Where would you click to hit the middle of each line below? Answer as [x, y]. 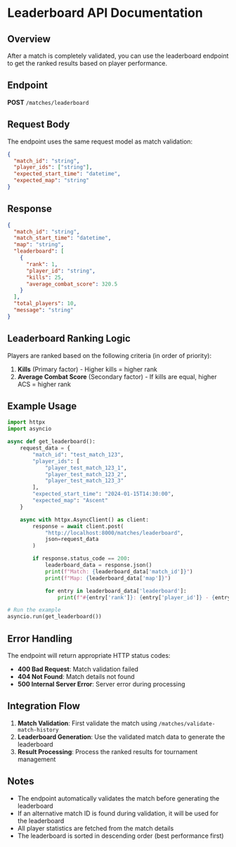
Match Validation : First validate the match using [87, 723]
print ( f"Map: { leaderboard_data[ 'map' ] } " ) [108, 578]
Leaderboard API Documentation [105, 13]
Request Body [39, 125]
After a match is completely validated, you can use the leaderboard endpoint [118, 56]
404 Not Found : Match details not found [76, 676]
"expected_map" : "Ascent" [71, 501]
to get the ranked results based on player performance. [87, 63]
